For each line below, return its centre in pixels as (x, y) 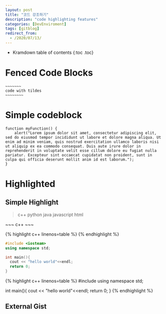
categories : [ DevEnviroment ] (36, 24)
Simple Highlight (32, 202)
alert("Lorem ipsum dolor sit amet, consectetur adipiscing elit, (86, 133)
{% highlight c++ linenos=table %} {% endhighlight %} (62, 234)
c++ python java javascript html (50, 215)
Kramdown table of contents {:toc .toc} (53, 52)
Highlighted (30, 184)
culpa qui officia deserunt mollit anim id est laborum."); (70, 160)
